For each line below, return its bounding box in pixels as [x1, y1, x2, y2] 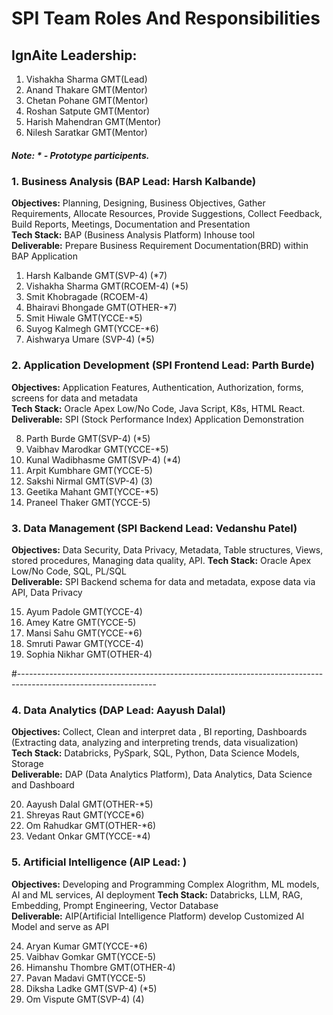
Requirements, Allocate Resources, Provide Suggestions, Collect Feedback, [11, 208, 323, 220]
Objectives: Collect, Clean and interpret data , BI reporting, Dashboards [11, 726, 308, 738]
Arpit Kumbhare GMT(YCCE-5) [25, 464, 153, 476]
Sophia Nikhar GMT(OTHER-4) [25, 648, 153, 660]
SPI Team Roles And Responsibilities [11, 7, 321, 30]
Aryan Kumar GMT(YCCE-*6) [25, 940, 148, 952]
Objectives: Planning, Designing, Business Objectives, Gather [11, 197, 266, 209]
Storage [11, 758, 44, 770]
